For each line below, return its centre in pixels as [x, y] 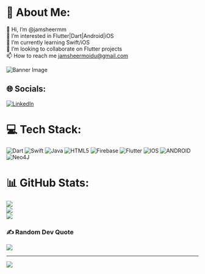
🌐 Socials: [26, 89]
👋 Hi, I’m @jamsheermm [37, 29]
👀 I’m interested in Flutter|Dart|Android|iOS [60, 35]
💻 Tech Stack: [44, 129]
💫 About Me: [38, 13]
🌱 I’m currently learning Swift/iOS [48, 42]
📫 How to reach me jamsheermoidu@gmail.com [67, 56]
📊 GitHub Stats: [48, 183]
